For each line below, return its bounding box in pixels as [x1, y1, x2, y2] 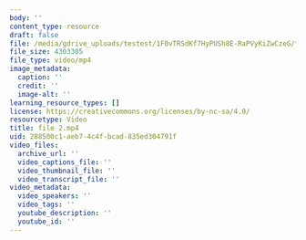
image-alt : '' [17, 89, 71, 99]
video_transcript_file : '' [17, 174, 120, 183]
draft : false [9, 30, 59, 39]
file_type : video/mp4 [9, 56, 92, 65]
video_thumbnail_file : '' [17, 166, 117, 175]
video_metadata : [9, 183, 71, 193]
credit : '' [17, 81, 59, 90]
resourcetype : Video [9, 115, 88, 124]
